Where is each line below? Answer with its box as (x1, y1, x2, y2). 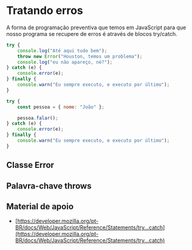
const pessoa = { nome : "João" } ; (17, 104, 105, 110)
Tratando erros (6, 4, 83, 18)
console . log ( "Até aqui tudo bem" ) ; (17, 47, 108, 54)
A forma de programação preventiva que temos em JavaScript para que (6, 24, 187, 31)
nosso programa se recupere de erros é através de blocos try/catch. (6, 30, 177, 37)
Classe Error (6, 160, 55, 170)
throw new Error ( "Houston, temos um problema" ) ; (17, 53, 143, 60)
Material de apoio (6, 201, 74, 212)
